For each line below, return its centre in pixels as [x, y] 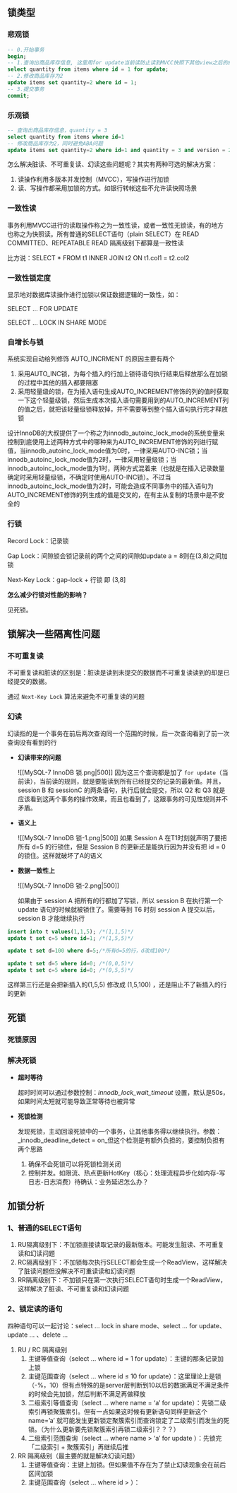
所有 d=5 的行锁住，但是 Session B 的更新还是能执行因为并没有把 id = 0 [121, 847]
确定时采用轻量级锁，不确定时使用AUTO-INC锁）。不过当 [89, 477]
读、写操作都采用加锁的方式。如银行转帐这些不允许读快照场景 [107, 188]
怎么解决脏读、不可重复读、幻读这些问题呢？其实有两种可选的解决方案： [112, 164]
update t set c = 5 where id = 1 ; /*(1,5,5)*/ [71, 938]
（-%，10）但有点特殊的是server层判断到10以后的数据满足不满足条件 [128, 1385]
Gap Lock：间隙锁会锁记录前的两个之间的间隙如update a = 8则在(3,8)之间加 [117, 556]
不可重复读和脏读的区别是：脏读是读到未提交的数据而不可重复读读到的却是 [115, 673]
